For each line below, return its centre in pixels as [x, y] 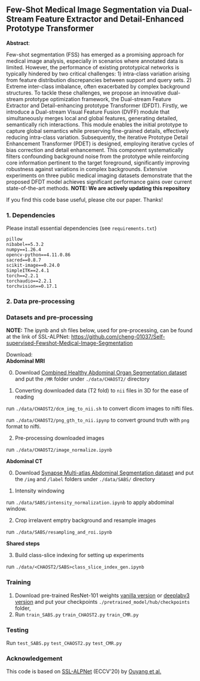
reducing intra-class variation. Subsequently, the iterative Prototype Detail [97, 137]
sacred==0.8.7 [24, 260]
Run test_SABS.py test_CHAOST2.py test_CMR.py [64, 643]
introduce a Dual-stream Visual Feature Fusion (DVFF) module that [88, 112]
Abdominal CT [24, 461]
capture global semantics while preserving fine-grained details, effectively [98, 130]
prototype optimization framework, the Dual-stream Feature [98, 99]
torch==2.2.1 [22, 276]
